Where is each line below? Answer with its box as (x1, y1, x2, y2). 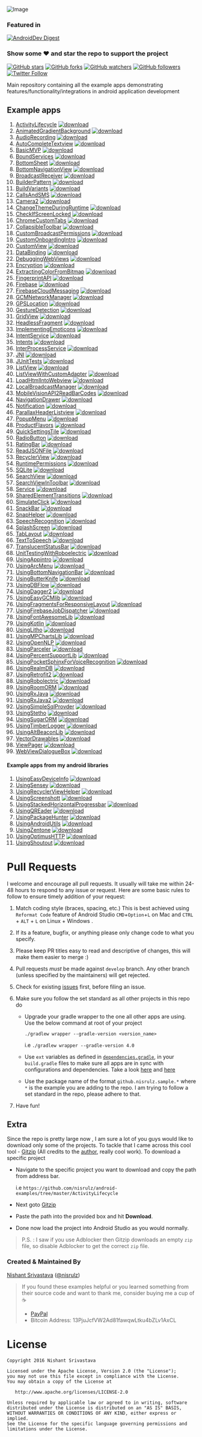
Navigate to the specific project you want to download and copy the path (15, 1166, 197, 1173)
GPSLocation (15, 300, 49, 307)
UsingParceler (15, 645, 51, 653)
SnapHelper (15, 511, 46, 518)
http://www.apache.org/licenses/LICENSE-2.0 (14, 1389, 129, 1395)
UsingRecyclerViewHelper (15, 787, 81, 795)
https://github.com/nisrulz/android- (23, 1185, 118, 1191)
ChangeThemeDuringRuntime (15, 204, 89, 211)
